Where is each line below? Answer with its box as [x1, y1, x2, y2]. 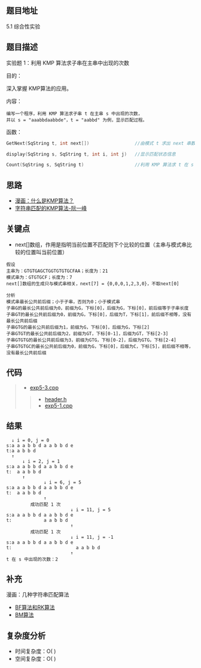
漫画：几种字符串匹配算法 [6, 591, 69, 598]
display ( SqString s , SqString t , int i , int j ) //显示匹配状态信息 [6, 151, 176, 157]
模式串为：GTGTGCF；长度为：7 [6, 274, 73, 281]
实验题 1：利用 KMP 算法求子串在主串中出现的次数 [6, 59, 130, 66]
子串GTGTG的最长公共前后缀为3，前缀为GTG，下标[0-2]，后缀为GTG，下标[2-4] [6, 337, 176, 343]
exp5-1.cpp [44, 402, 73, 409]
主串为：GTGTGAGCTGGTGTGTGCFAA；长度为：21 [6, 268, 108, 274]
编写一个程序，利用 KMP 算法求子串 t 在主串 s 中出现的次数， [6, 111, 143, 117]
